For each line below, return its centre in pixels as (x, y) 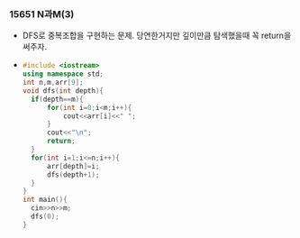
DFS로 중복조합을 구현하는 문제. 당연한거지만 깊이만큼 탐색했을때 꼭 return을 (157, 36)
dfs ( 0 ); (45, 217)
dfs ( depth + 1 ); (73, 174)
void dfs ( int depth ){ (63, 91)
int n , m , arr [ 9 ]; (53, 83)
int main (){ (45, 200)
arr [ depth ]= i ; (73, 166)
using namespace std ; (63, 74)
